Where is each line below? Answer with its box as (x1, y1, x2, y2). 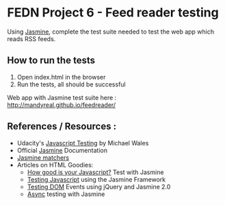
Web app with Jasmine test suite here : (7, 93, 117, 101)
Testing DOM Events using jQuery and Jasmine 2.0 (27, 182, 171, 191)
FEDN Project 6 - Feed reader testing (7, 5, 219, 21)
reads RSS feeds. (7, 34, 56, 43)
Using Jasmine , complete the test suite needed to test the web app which (7, 27, 215, 36)
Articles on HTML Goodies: (16, 160, 94, 169)
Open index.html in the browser (16, 73, 106, 81)
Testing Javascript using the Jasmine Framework (27, 175, 166, 183)
